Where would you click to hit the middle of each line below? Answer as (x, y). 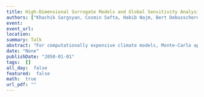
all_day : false (27, 68)
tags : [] (19, 62)
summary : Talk (24, 40)
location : (19, 34)
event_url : (20, 29)
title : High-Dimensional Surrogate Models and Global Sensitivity (92, 12)
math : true (21, 79)
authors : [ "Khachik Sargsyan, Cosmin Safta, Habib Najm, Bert (87, 17)
